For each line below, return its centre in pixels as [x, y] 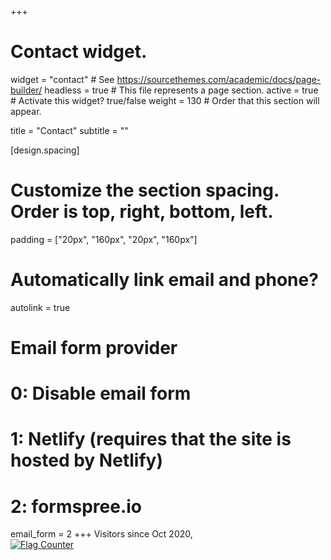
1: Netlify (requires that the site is [151, 439]
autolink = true [40, 307]
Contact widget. [79, 52]
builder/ [26, 90]
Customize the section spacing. [145, 190]
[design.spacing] [45, 150]
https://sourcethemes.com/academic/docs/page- [219, 79]
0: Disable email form [101, 393]
